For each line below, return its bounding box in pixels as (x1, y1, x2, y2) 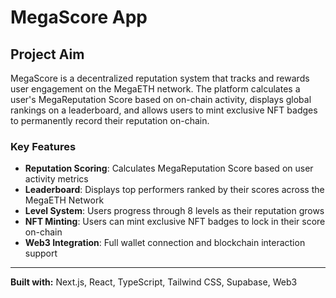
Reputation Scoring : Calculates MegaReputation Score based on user (24, 162, 314, 175)
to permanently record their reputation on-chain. (10, 115, 210, 126)
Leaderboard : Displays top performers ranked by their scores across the (24, 184, 325, 196)
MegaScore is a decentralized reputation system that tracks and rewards (10, 72, 310, 84)
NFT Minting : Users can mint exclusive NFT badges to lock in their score (24, 216, 326, 228)
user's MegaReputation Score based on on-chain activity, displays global (10, 94, 312, 105)
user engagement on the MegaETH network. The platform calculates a (10, 83, 301, 95)
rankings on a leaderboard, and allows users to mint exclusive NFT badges (10, 104, 318, 116)
